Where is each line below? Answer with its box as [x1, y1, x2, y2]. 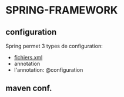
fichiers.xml [14, 54, 43, 61]
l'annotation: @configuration [14, 66, 83, 73]
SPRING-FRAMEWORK [5, 4, 118, 17]
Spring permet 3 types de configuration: [5, 42, 103, 49]
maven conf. [5, 83, 52, 93]
